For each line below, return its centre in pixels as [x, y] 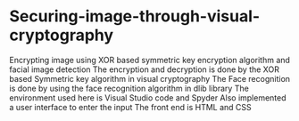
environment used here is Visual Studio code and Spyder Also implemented [148, 97]
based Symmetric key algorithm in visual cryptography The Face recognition [150, 78]
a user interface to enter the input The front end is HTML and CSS [130, 107]
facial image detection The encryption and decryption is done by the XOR [144, 69]
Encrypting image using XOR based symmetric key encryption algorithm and [149, 60]
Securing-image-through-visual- [135, 16]
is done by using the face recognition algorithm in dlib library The [129, 88]
